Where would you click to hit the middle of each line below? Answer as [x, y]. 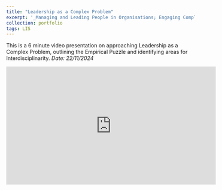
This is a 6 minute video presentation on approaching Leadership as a [92, 46]
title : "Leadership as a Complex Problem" [60, 12]
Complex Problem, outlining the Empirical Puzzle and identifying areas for [97, 52]
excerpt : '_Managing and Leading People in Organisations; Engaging [93, 17]
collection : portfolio [34, 23]
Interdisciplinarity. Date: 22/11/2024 [50, 58]
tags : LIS [19, 28]
